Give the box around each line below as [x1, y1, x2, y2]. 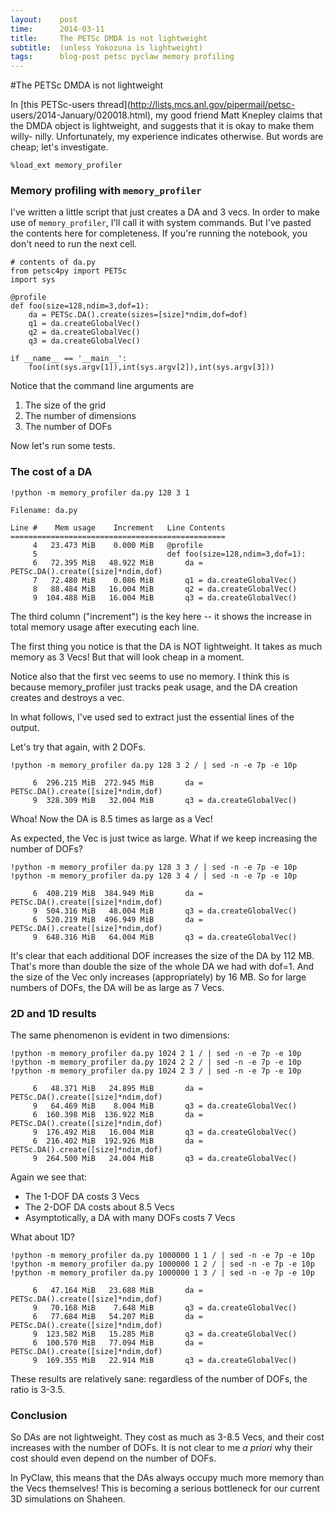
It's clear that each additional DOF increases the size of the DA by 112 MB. [10, 949, 315, 961]
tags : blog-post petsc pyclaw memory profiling [10, 52, 235, 62]
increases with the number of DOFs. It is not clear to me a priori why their [10, 1442, 313, 1454]
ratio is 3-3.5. [10, 1384, 66, 1396]
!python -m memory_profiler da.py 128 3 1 [10, 487, 190, 498]
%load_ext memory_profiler [10, 161, 123, 171]
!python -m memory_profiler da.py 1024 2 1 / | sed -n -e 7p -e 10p [10, 1049, 302, 1059]
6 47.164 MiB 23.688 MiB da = [32, 1286, 203, 1296]
